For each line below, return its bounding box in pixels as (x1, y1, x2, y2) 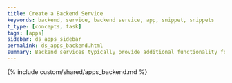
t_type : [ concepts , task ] (7, 23, 81, 30)
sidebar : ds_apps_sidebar (7, 36, 81, 43)
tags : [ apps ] (7, 29, 45, 37)
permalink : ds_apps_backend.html (7, 42, 104, 49)
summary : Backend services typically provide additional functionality (7, 49, 217, 56)
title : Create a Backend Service (7, 10, 104, 17)
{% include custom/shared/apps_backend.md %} (7, 67, 148, 76)
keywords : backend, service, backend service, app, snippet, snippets (7, 17, 215, 24)
